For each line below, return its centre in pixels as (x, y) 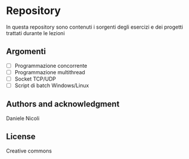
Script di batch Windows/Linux (52, 85)
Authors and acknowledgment (63, 104)
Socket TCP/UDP (35, 79)
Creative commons (29, 151)
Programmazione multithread (50, 72)
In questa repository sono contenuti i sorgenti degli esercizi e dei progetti (95, 27)
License (21, 136)
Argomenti (26, 52)
